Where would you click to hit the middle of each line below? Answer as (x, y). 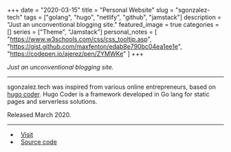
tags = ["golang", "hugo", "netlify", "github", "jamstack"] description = (123, 17)
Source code (38, 142)
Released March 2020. (39, 115)
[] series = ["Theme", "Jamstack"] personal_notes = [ (82, 32)
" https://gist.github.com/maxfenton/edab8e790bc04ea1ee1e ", (95, 46)
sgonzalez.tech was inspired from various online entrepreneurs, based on (112, 87)
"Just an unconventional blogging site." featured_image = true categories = (113, 24)
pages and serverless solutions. (52, 101)
